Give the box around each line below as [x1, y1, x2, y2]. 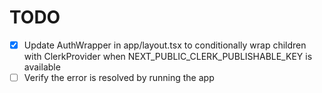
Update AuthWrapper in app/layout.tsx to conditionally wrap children [23, 39, 307, 51]
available [23, 61, 61, 73]
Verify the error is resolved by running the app [23, 72, 215, 83]
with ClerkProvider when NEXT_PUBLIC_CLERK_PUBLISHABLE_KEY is [23, 51, 313, 62]
